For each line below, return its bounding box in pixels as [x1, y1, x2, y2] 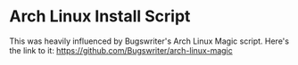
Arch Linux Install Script [9, 6, 191, 27]
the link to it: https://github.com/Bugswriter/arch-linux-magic [9, 45, 234, 55]
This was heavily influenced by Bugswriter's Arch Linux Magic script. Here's [9, 36, 290, 46]
